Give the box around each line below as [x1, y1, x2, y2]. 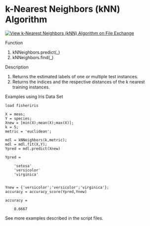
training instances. [12, 84, 50, 90]
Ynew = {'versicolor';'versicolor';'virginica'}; [5, 185, 110, 190]
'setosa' [14, 163, 32, 168]
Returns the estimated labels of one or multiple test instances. [12, 73, 139, 79]
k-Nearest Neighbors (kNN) [5, 3, 120, 15]
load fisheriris [5, 103, 38, 108]
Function [5, 39, 23, 45]
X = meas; [5, 112, 26, 117]
